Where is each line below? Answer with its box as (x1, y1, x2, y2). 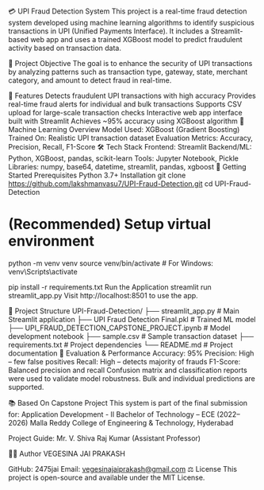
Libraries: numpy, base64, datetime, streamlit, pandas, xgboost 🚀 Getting (8, 162, 247, 171)
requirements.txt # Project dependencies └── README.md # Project (8, 340, 234, 349)
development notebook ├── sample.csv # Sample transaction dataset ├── (8, 331, 254, 340)
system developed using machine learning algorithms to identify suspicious (8, 18, 255, 27)
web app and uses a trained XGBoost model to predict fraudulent (30, 35, 243, 44)
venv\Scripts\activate (8, 266, 78, 276)
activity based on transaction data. (8, 43, 121, 52)
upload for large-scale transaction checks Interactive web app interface (8, 108, 243, 117)
